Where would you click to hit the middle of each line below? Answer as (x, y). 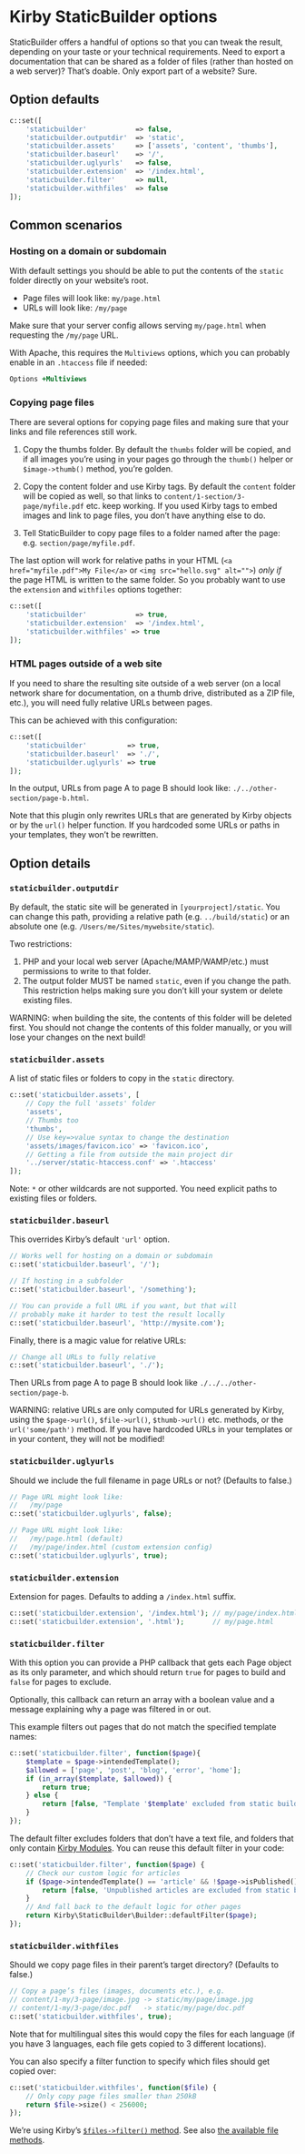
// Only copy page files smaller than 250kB (111, 2096)
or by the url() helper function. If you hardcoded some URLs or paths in (144, 825)
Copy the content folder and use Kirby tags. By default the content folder (159, 487)
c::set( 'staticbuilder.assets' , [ (75, 1095)
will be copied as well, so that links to (92, 496)
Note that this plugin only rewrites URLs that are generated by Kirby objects (151, 816)
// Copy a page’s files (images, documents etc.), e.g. (117, 1991)
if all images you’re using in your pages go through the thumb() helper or (157, 459)
